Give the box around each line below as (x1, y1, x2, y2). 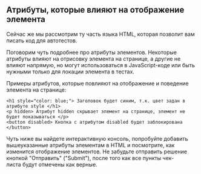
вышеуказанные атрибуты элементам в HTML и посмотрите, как (6, 141, 175, 149)
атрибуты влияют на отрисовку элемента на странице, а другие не (6, 55, 181, 62)
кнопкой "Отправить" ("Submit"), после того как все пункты (6, 154, 162, 161)
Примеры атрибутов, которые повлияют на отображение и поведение (6, 79, 189, 87)
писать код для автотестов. (6, 36, 77, 44)
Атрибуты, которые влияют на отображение (6, 5, 185, 15)
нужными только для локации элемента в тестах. (6, 68, 135, 75)
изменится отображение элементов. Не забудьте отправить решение (6, 148, 188, 155)
